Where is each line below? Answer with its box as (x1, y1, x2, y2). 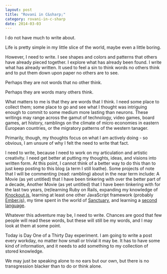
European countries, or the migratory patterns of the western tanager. (5, 125, 149, 131)
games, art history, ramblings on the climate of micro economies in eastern (5, 120, 160, 126)
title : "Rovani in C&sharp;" (5, 12, 66, 17)
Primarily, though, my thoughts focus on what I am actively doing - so (5, 135, 148, 141)
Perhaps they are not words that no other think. (5, 80, 102, 86)
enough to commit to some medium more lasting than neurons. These (5, 109, 149, 115)
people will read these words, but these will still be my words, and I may (5, 217, 153, 224)
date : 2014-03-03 (5, 21, 41, 26)
